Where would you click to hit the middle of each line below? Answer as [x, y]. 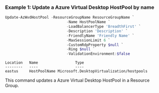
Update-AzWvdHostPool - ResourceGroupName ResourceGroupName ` [70, 18]
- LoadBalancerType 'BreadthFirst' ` [103, 27]
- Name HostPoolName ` [88, 22]
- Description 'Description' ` [97, 31]
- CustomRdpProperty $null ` [95, 45]
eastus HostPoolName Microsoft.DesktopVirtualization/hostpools [76, 71]
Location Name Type [45, 63]
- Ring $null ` [81, 49]
